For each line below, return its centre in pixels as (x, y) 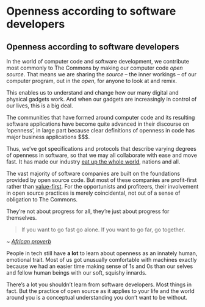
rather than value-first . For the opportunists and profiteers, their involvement (103, 186)
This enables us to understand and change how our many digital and (92, 92)
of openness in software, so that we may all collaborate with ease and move (102, 155)
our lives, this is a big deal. (40, 106)
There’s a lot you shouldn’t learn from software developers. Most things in (99, 284)
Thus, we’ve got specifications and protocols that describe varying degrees (101, 149)
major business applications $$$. (48, 137)
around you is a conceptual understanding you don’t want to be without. (97, 298)
